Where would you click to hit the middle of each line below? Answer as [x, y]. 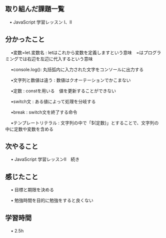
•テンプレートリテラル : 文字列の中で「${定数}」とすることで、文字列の [85, 123]
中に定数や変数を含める [29, 129]
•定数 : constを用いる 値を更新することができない [63, 91]
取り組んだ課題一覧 [35, 9]
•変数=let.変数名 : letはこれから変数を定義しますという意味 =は [77, 52]
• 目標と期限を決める [32, 190]
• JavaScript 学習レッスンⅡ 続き [45, 159]
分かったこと [25, 39]
